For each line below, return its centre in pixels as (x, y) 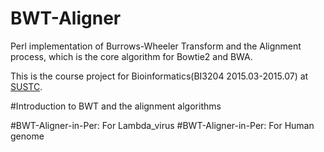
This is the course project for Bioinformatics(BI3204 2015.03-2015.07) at (159, 76)
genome (27, 136)
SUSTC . (26, 86)
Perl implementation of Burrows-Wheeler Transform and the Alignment (156, 46)
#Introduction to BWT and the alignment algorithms (116, 106)
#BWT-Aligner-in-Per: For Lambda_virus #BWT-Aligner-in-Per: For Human (162, 125)
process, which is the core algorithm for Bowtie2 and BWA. (131, 56)
